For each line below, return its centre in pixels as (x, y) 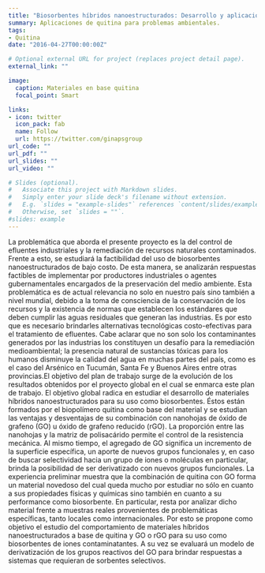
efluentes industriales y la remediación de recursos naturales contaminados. (132, 250)
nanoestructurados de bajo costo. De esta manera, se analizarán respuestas (132, 267)
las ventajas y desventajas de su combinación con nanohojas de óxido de (127, 418)
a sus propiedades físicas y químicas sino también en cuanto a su (115, 493)
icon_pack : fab (40, 124)
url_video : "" (32, 168)
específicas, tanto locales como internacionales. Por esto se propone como (131, 519)
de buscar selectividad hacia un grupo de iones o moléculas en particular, (128, 459)
